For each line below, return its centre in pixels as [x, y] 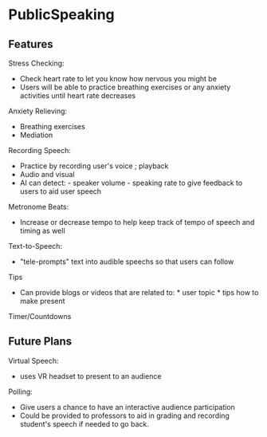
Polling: [21, 392]
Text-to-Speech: [35, 246]
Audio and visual [47, 174]
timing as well [42, 230]
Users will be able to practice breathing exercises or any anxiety [125, 87]
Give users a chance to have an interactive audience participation [127, 407]
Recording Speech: [40, 150]
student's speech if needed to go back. [84, 423]
